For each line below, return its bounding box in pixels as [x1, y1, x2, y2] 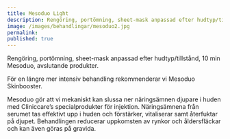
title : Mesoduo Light [7, 10, 69, 17]
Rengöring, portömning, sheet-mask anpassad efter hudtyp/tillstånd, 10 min [7, 54, 220, 62]
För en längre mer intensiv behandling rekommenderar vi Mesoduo [7, 75, 196, 83]
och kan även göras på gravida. [7, 125, 97, 133]
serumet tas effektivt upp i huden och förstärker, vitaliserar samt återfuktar [7, 110, 218, 118]
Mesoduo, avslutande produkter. [7, 62, 99, 70]
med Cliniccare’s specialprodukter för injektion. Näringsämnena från [7, 103, 200, 111]
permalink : [7, 29, 38, 36]
